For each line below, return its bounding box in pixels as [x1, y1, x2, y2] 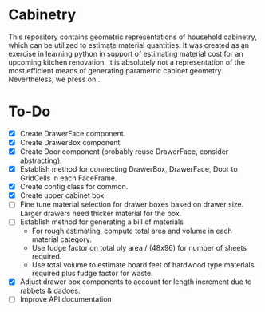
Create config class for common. [19, 182, 129, 192]
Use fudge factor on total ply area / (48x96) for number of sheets [31, 243, 247, 253]
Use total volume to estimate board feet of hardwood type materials [31, 260, 255, 270]
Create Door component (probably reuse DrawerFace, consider [19, 147, 229, 156]
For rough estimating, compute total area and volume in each [31, 226, 233, 236]
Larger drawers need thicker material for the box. [19, 209, 182, 219]
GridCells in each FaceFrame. [19, 173, 117, 183]
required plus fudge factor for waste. [31, 269, 153, 278]
